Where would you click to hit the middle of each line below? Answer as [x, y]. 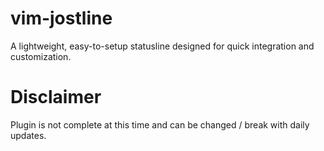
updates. [28, 135]
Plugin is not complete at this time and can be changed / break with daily [160, 124]
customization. [41, 56]
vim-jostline [61, 18]
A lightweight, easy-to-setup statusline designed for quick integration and [162, 46]
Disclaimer [56, 97]
